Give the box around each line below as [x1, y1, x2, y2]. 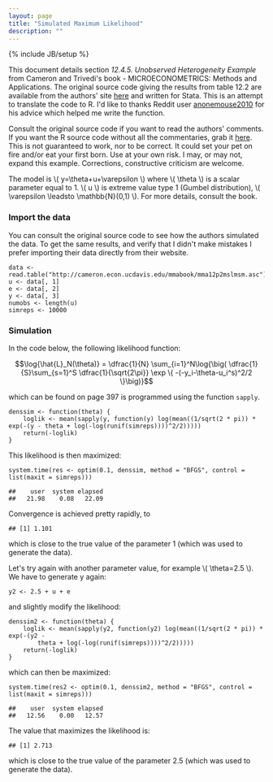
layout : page [8, 11, 53, 20]
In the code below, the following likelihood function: [8, 343, 181, 353]
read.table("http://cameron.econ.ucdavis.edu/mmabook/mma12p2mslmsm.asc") [8, 270, 267, 279]
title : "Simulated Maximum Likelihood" [8, 20, 144, 28]
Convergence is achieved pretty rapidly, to [8, 509, 151, 519]
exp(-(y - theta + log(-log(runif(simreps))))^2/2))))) [8, 422, 201, 430]
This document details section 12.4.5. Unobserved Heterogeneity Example [8, 65, 257, 75]
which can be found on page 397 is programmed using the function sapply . [8, 392, 260, 402]
